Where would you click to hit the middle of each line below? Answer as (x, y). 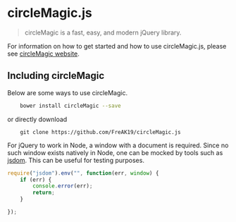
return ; (44, 193)
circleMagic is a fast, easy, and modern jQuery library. (103, 32)
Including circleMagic (56, 76)
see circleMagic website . (43, 54)
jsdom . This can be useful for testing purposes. (76, 160)
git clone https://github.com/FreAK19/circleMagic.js (100, 132)
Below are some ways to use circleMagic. (68, 92)
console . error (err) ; (63, 186)
